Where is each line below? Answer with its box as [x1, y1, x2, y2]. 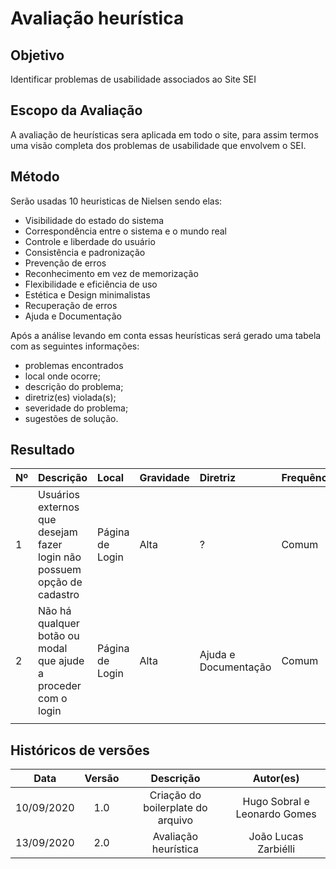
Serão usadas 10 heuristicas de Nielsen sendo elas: [10, 195, 223, 207]
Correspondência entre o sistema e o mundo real [24, 225, 227, 237]
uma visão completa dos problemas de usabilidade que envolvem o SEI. [10, 139, 307, 151]
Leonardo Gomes [235, 807, 317, 821]
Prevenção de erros [24, 257, 107, 269]
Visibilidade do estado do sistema [24, 214, 165, 226]
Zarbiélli [257, 842, 296, 856]
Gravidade [139, 471, 190, 485]
